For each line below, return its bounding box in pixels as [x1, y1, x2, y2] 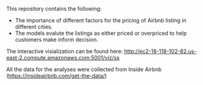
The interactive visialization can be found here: [6, 48, 123, 55]
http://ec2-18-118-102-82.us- [124, 48, 197, 55]
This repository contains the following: [6, 5, 102, 12]
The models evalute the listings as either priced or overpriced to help [14, 30, 187, 37]
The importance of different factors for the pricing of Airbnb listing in [14, 17, 187, 24]
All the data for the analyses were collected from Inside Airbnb [6, 66, 162, 73]
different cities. [14, 24, 53, 30]
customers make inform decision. [14, 36, 98, 43]
